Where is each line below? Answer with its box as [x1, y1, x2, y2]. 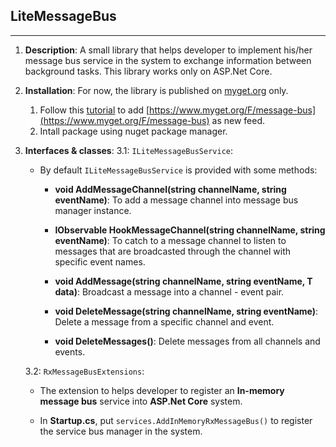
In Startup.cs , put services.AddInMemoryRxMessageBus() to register [39, 414, 313, 426]
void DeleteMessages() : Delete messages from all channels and [54, 335, 321, 347]
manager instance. [54, 204, 132, 216]
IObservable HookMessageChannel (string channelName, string [54, 224, 326, 236]
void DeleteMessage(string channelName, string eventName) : [54, 305, 319, 317]
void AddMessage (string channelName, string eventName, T [54, 275, 313, 287]
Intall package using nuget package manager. [39, 125, 228, 137]
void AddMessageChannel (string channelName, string [54, 183, 287, 195]
